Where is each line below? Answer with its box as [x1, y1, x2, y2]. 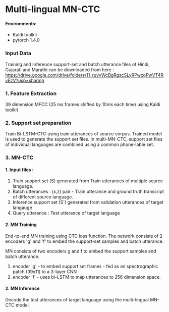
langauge [12, 204, 32, 211]
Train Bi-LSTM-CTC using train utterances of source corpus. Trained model [5, 131, 162, 137]
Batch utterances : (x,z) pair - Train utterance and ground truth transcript [12, 188, 164, 195]
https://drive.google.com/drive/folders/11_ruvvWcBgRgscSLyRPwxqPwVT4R [5, 72, 164, 78]
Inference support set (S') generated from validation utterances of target [12, 199, 164, 205]
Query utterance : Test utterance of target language [12, 210, 120, 216]
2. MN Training [5, 222, 37, 228]
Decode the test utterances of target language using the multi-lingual [5, 296, 149, 302]
